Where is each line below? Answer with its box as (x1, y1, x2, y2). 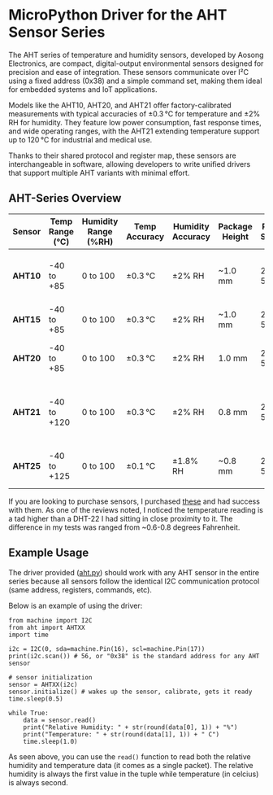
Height (222, 230, 249, 242)
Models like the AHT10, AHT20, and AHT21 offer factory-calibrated (8, 100, 232, 110)
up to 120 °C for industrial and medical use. (8, 134, 153, 144)
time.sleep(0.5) (8, 694, 63, 703)
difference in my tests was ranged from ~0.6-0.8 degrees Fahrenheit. (8, 522, 240, 532)
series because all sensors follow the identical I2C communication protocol (8, 576, 260, 586)
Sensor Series (8, 23, 106, 41)
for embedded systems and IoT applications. (8, 84, 158, 94)
